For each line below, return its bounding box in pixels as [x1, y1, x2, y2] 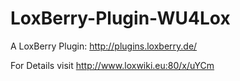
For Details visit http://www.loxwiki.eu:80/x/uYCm [10, 59, 215, 71]
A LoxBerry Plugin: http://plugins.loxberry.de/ [10, 40, 198, 52]
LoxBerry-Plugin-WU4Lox [10, 7, 231, 30]
